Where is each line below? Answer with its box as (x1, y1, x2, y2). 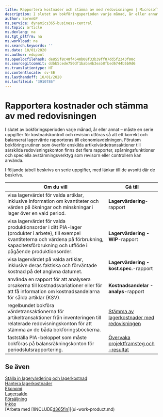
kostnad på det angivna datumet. (7, 268, 82, 274)
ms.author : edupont (5, 52, 45, 57)
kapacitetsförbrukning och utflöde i (7, 242, 88, 249)
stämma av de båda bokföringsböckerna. (7, 326, 101, 333)
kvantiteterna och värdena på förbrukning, (7, 236, 104, 242)
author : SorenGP (5, 16, 38, 21)
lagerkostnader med (108, 314, 154, 321)
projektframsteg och (108, 340, 155, 347)
